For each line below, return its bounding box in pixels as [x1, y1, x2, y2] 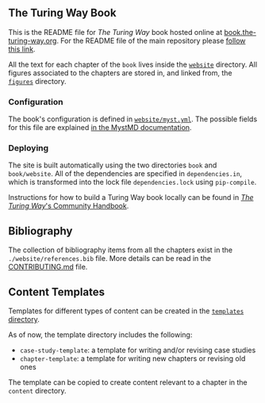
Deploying [8, 143, 49, 154]
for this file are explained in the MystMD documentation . [8, 123, 192, 132]
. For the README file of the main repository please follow [56, 36, 246, 45]
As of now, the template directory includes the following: [8, 330, 193, 340]
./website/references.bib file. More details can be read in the [8, 254, 212, 263]
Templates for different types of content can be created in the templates [8, 306, 244, 316]
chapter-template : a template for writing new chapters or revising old [19, 354, 246, 363]
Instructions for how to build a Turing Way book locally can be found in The [8, 193, 254, 202]
